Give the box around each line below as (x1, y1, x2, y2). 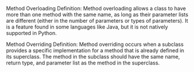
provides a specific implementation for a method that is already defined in (6, 47, 185, 54)
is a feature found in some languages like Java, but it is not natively (6, 23, 168, 30)
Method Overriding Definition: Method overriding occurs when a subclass (6, 41, 184, 48)
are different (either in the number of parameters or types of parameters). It (6, 17, 189, 24)
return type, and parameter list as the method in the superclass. (6, 59, 160, 66)
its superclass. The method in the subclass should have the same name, (6, 53, 181, 60)
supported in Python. (6, 30, 57, 37)
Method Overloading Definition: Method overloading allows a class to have (6, 5, 186, 12)
